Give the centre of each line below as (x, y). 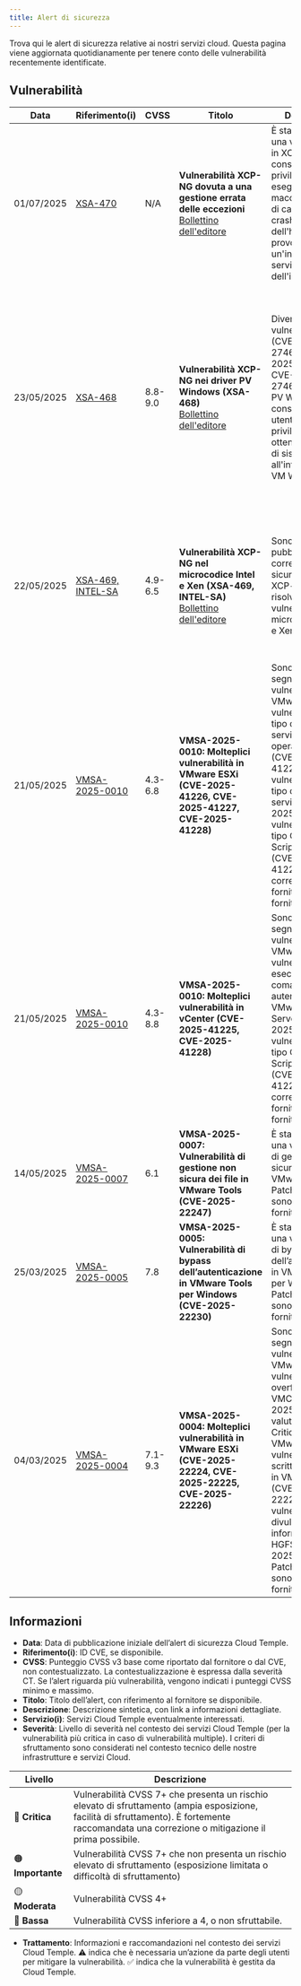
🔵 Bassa (31, 1921)
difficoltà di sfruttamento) (127, 1877)
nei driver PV (224, 380)
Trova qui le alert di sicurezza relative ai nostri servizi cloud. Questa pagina (148, 43)
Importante (38, 1873)
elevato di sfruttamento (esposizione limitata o (171, 1865)
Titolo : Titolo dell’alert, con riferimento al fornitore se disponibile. (142, 1700)
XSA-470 (96, 204)
